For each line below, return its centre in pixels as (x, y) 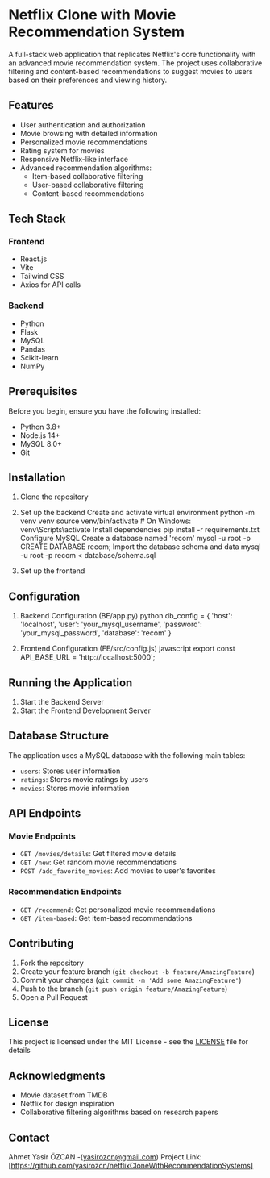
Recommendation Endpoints (65, 892)
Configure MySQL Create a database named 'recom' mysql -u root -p (135, 539)
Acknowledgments (57, 1075)
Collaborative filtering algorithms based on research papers (119, 1112)
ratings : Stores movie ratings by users (84, 779)
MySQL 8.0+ (41, 443)
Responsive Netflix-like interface (74, 159)
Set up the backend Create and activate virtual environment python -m (137, 513)
